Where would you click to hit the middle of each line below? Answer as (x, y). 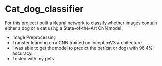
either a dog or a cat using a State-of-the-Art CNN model (63, 28)
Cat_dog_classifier (44, 9)
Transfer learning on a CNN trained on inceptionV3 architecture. (78, 42)
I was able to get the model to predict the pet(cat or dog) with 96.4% (82, 48)
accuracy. (23, 53)
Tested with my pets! (34, 58)
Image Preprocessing (34, 37)
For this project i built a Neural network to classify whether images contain (81, 23)
